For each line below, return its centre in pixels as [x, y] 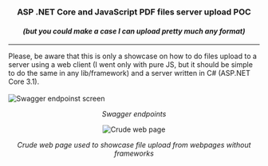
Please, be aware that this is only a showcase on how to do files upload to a [133, 56]
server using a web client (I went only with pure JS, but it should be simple [131, 65]
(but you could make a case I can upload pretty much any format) [134, 31]
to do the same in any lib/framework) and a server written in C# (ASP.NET [130, 73]
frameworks [134, 153]
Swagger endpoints [134, 114]
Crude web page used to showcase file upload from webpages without [134, 145]
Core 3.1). [24, 81]
